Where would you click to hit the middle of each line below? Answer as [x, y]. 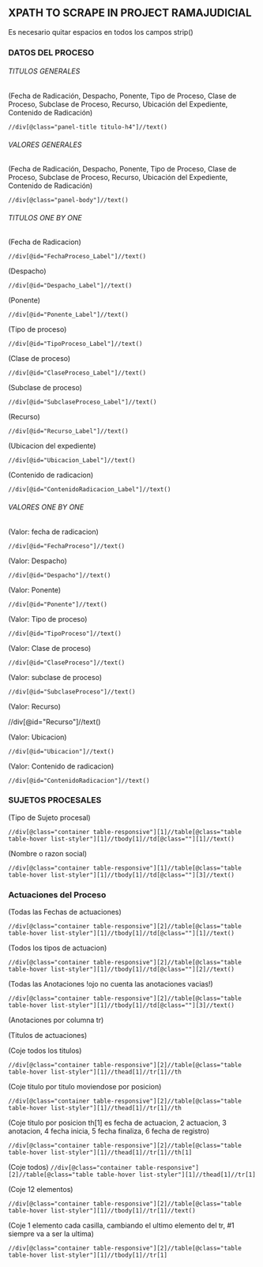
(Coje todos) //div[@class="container [70, 1167]
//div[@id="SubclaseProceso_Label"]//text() [83, 402]
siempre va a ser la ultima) [51, 1234]
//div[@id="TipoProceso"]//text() [65, 633]
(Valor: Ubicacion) [38, 737]
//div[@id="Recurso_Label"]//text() [68, 431]
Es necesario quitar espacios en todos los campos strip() [101, 32]
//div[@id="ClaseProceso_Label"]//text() [77, 373]
